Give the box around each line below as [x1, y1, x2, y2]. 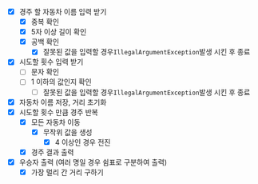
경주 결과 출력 [30, 147, 74, 157]
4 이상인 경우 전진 [54, 137, 111, 146]
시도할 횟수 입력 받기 [18, 57, 84, 66]
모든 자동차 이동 [30, 117, 81, 126]
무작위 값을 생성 [42, 127, 93, 137]
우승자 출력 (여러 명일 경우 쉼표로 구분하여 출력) [18, 157, 168, 166]
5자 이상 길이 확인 [30, 27, 87, 37]
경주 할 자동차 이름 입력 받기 [18, 7, 107, 16]
